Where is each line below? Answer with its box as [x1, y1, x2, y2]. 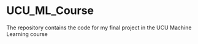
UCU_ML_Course [6, 4, 94, 18]
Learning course [6, 30, 48, 37]
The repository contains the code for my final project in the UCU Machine [6, 24, 192, 31]
